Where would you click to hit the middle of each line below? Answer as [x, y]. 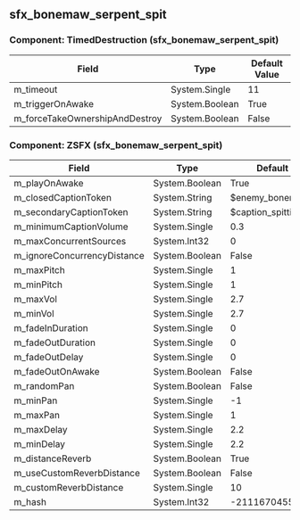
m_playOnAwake [49, 183]
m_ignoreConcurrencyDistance [79, 255]
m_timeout [36, 89]
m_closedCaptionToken [62, 197]
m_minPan [36, 400]
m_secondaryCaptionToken [71, 211]
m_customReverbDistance [69, 487]
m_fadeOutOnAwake [57, 371]
